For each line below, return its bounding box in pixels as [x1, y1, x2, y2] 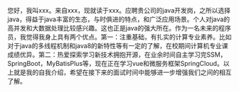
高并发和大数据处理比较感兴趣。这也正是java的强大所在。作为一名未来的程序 [7, 24, 231, 32]
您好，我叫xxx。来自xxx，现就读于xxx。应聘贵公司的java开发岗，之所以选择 [7, 6, 231, 14]
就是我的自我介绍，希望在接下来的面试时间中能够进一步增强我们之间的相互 [13, 68, 232, 76]
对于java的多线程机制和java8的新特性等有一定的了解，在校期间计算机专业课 [7, 42, 229, 50]
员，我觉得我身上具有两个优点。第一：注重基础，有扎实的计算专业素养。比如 [7, 33, 232, 41]
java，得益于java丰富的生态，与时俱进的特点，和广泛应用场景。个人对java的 [7, 15, 230, 23]
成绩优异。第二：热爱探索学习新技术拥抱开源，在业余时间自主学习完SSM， [7, 50, 227, 59]
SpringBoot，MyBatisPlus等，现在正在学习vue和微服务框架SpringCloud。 [7, 59, 224, 67]
